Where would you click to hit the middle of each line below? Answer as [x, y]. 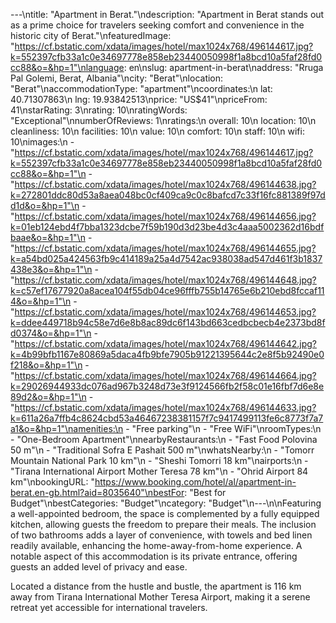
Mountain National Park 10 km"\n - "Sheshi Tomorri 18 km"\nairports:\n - [159, 460]
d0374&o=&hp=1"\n [51, 333]
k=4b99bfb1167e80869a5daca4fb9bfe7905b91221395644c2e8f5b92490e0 [167, 354]
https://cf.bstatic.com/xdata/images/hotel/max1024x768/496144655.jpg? [165, 248]
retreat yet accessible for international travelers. [109, 607]
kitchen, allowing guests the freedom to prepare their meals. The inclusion [163, 524]
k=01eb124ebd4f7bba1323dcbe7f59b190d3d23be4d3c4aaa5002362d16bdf [167, 227]
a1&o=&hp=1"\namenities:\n [67, 428]
